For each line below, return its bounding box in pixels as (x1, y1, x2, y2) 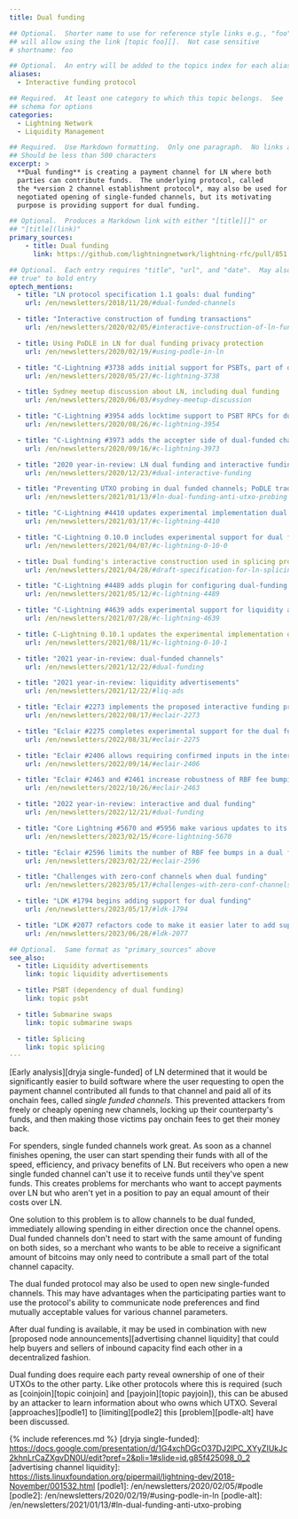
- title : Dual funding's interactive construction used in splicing (17, 557, 276, 566)
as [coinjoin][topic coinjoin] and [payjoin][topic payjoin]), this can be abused (9, 1389, 288, 1399)
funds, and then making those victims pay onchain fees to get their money (9, 1114, 281, 1124)
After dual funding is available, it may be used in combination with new (9, 1324, 268, 1335)
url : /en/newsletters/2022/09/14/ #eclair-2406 (25, 759, 200, 768)
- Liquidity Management (17, 127, 105, 136)
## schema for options (9, 102, 93, 111)
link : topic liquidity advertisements (25, 970, 169, 979)
